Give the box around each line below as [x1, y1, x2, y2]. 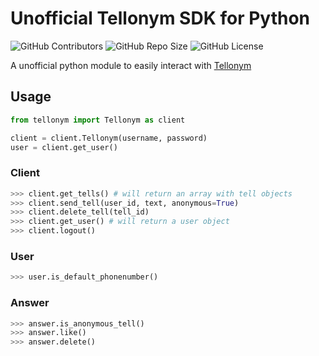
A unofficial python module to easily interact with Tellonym [10, 59, 252, 71]
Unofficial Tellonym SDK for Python [10, 7, 311, 30]
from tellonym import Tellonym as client [10, 115, 186, 125]
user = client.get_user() [10, 142, 118, 152]
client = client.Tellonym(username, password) [10, 133, 208, 143]
